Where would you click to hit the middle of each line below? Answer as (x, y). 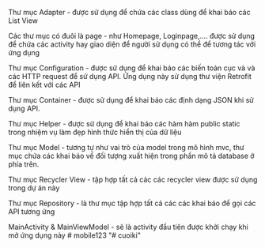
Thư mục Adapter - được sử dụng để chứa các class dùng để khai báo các (129, 12)
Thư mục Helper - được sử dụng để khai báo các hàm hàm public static (124, 124)
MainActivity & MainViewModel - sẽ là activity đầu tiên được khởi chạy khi (129, 227)
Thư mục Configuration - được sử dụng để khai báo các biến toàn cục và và (132, 68)
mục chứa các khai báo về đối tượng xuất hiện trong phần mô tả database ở (131, 156)
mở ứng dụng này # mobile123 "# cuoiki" (74, 235)
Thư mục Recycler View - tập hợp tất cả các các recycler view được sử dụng (133, 179)
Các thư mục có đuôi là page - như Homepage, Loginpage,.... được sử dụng (132, 36)
